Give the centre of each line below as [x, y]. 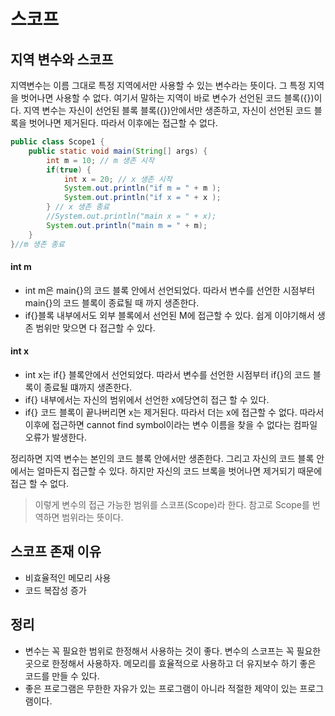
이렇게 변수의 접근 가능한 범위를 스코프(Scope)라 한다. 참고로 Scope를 [172, 504]
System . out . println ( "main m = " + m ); [127, 225]
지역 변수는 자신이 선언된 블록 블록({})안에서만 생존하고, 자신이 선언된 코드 [167, 110]
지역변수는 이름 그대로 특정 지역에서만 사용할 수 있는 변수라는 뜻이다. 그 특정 [158, 85]
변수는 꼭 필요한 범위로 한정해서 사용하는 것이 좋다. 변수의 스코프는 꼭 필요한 [173, 651]
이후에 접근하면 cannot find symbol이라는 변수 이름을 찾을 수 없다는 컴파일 [171, 424]
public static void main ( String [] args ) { [118, 151]
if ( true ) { [69, 170]
